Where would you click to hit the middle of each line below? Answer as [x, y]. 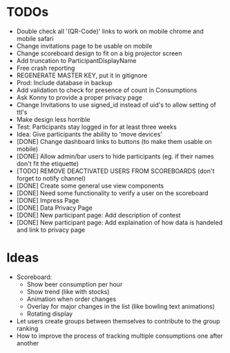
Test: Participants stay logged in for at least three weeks [96, 127]
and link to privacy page [51, 230]
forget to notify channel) [51, 178]
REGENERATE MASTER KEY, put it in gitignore [82, 75]
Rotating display [50, 314]
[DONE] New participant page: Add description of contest [98, 215]
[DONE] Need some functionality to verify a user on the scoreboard [112, 193]
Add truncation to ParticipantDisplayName [76, 60]
